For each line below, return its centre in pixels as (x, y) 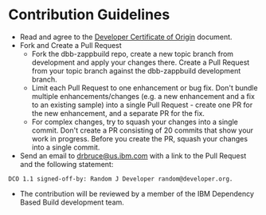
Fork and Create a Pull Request (70, 45)
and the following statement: (66, 164)
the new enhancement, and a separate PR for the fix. (118, 113)
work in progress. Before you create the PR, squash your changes (140, 138)
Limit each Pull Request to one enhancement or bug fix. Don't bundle (145, 88)
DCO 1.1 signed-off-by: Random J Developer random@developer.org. (121, 179)
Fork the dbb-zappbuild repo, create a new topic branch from (132, 54)
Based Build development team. (72, 202)
